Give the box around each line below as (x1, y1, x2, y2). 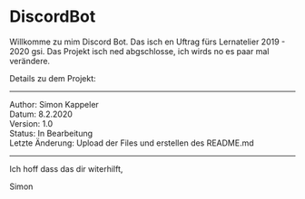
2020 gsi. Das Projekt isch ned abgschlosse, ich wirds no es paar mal (9, 45, 270, 56)
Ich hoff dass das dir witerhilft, (9, 163, 123, 174)
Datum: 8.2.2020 (9, 109, 73, 119)
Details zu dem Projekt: (9, 72, 96, 83)
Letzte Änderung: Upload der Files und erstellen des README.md (9, 137, 254, 148)
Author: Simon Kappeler (9, 99, 100, 109)
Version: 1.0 (9, 118, 54, 128)
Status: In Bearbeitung (9, 128, 93, 138)
